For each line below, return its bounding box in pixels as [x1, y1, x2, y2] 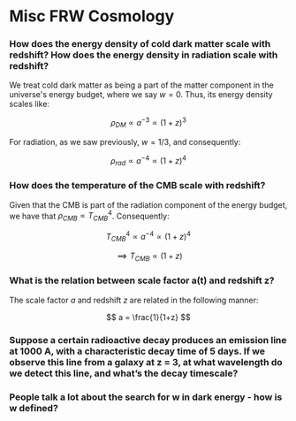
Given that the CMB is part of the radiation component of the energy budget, [9, 199, 288, 210]
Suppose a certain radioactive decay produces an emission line [9, 333, 287, 346]
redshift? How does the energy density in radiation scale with [9, 49, 278, 61]
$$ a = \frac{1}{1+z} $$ [105, 311, 192, 322]
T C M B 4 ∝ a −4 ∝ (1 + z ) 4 [105, 230, 192, 244]
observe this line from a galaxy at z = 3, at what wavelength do [9, 356, 283, 368]
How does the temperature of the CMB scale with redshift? [9, 180, 266, 192]
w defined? [9, 402, 59, 414]
